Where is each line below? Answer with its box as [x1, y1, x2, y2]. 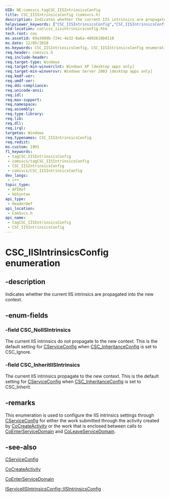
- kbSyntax [7, 192, 30, 197]
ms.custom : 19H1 [5, 144, 39, 150]
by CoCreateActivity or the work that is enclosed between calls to [5, 423, 142, 429]
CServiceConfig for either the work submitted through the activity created [5, 417, 159, 423]
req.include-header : [5, 54, 49, 60]
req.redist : [5, 140, 30, 145]
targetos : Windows [5, 130, 44, 135]
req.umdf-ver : [5, 78, 35, 83]
